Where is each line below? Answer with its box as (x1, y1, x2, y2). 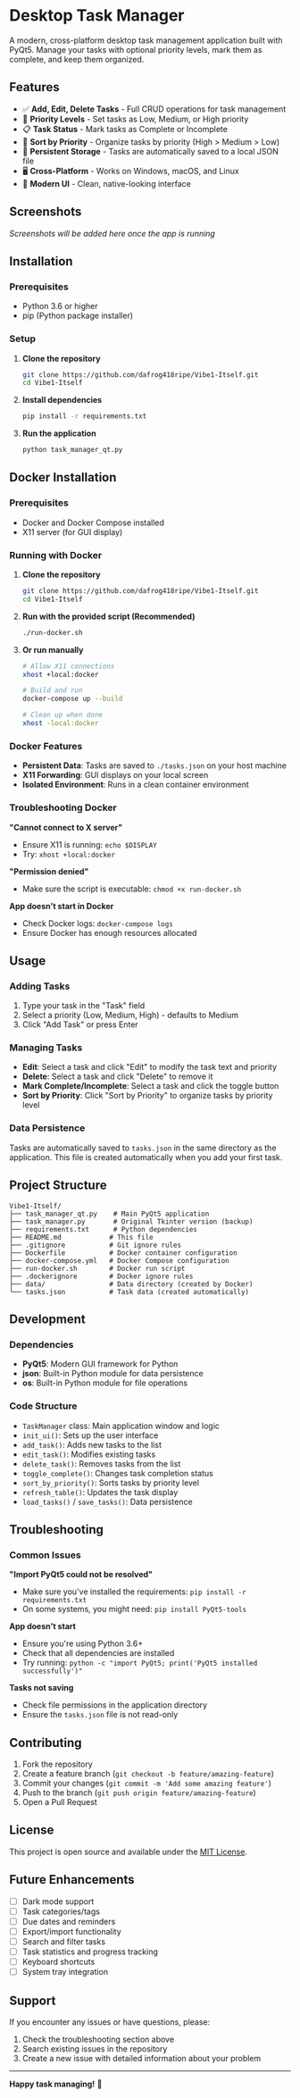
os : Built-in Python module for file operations (21, 1377, 188, 1389)
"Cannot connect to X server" (9, 822, 123, 832)
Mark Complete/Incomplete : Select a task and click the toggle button (21, 1081, 279, 1091)
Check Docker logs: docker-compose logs (21, 917, 174, 929)
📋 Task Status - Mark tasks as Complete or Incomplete (21, 123, 228, 134)
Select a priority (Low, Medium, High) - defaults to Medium (21, 1010, 239, 1021)
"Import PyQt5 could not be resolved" (9, 1569, 154, 1580)
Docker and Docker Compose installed (21, 517, 165, 528)
